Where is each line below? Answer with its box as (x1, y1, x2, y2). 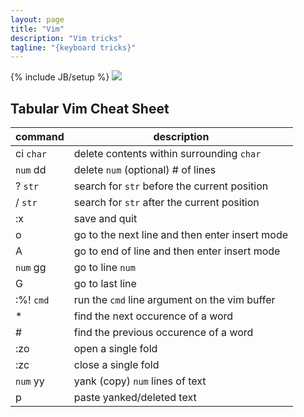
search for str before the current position (73, 179, 269, 193)
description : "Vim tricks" (10, 33, 123, 43)
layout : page (10, 14, 65, 25)
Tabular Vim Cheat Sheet (10, 100, 170, 117)
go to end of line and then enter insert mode (73, 244, 281, 258)
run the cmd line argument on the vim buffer (73, 293, 276, 307)
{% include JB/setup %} (10, 71, 110, 83)
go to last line (73, 277, 137, 291)
